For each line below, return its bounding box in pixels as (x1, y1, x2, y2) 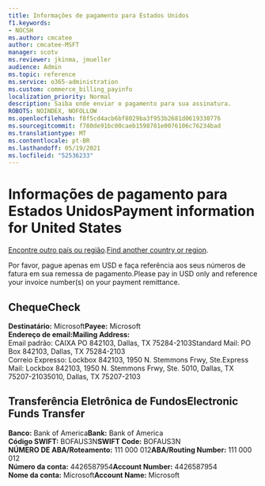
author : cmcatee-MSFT (8, 41, 80, 49)
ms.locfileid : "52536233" (8, 151, 93, 159)
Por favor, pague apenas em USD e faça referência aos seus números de (8, 260, 246, 270)
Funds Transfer (8, 407, 85, 420)
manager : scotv (8, 48, 59, 56)
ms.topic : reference (8, 70, 77, 78)
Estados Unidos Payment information (8, 203, 256, 220)
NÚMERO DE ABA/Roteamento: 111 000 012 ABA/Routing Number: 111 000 (8, 445, 252, 454)
